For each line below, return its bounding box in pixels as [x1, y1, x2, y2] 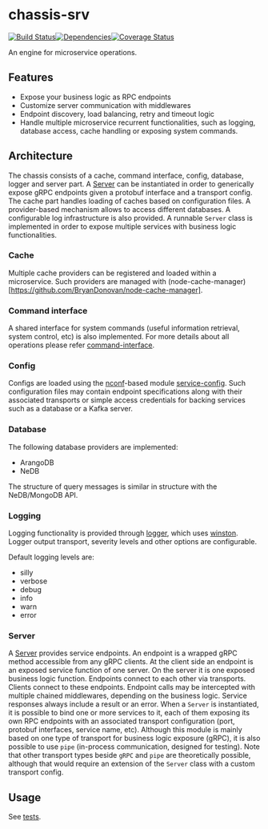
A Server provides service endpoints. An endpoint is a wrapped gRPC [8, 648, 238, 658]
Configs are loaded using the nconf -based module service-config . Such [8, 378, 246, 388]
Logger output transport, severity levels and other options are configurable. [8, 537, 258, 547]
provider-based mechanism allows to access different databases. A [8, 204, 231, 214]
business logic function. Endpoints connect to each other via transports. [8, 674, 246, 683]
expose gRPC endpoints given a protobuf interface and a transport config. [8, 187, 253, 197]
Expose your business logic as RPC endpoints [19, 92, 172, 102]
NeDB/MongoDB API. [8, 490, 78, 499]
